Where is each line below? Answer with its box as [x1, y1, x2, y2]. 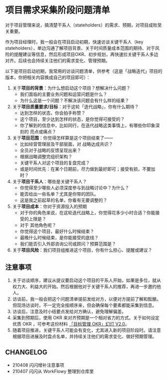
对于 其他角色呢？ [19, 222, 56, 228]
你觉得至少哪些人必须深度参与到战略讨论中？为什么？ [19, 185, 130, 190]
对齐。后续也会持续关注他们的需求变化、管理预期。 [5, 57, 110, 63]
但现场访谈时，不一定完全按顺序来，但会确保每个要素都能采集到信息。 [12, 302, 157, 308]
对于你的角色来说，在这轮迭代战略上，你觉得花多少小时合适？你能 [19, 209, 156, 215]
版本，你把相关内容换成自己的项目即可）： [5, 74, 91, 80]
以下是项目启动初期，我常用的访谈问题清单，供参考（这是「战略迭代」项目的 [5, 68, 163, 74]
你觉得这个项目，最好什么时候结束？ [19, 228, 95, 234]
